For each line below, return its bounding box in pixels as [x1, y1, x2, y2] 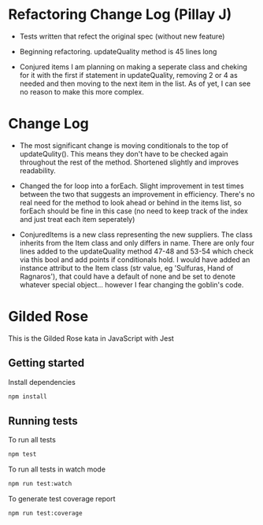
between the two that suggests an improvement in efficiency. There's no [19, 189, 255, 198]
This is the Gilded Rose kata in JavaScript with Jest [8, 333, 175, 343]
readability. [19, 165, 57, 175]
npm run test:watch [8, 480, 72, 488]
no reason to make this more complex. [19, 87, 144, 96]
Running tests [8, 414, 79, 427]
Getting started [8, 357, 85, 370]
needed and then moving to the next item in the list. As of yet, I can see [19, 79, 251, 88]
